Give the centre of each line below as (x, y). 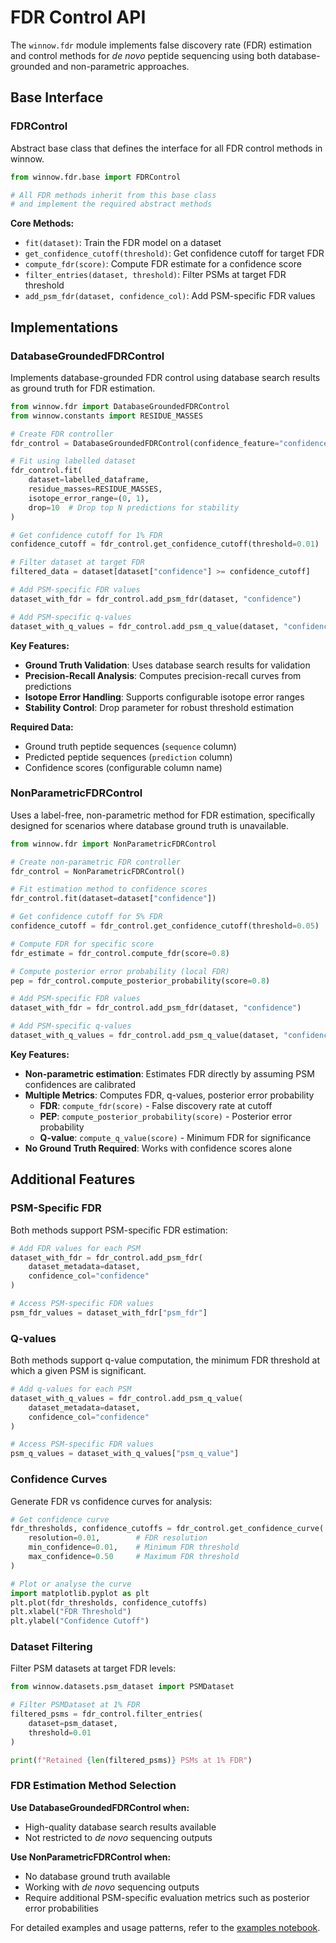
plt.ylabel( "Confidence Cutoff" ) (80, 1621)
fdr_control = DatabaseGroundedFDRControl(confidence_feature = (145, 443)
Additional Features (73, 1179)
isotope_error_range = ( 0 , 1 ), (89, 498)
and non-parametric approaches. (121, 66)
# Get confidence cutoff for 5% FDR (86, 917)
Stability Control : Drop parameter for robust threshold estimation (159, 707)
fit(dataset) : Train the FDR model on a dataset (123, 243)
